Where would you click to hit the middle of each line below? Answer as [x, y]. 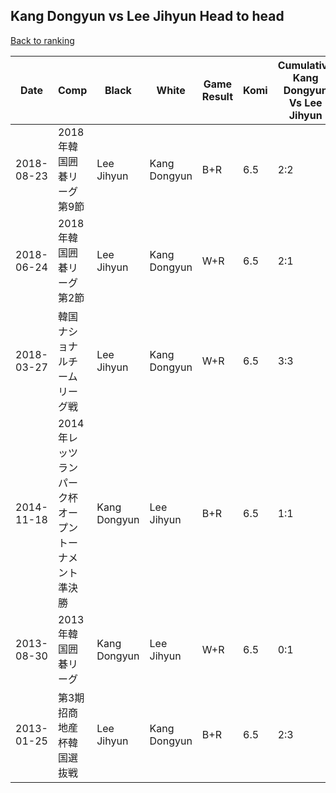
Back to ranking [42, 40]
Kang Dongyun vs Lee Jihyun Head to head [147, 16]
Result [217, 96]
